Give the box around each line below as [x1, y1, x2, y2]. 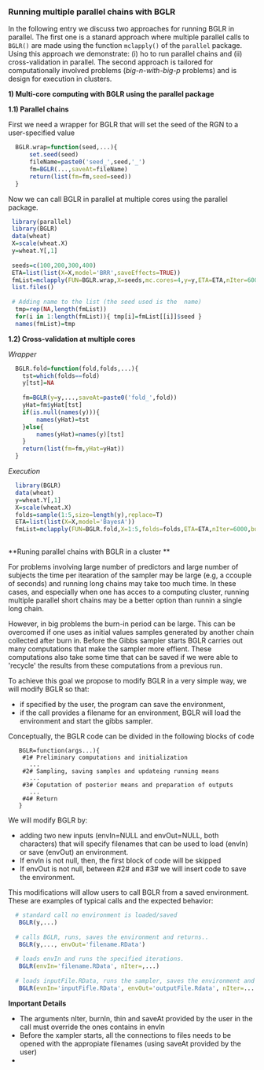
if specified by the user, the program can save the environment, [19, 700, 225, 709]
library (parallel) [11, 218, 72, 225]
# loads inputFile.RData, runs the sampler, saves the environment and [15, 977, 255, 984]
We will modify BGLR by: [8, 815, 88, 825]
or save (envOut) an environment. [19, 848, 129, 857]
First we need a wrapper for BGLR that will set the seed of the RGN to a [8, 120, 239, 130]
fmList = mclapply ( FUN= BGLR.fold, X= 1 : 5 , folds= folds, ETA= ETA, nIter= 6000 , [15, 526, 251, 533]
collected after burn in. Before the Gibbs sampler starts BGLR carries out [8, 636, 244, 646]
